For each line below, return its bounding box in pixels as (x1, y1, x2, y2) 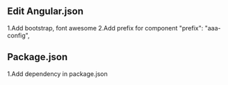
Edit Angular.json (7, 6, 83, 17)
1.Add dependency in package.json (7, 69, 108, 78)
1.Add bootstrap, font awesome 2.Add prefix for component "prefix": (7, 23, 204, 32)
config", (7, 31, 30, 39)
